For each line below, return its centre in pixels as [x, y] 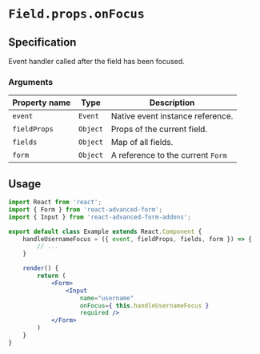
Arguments [31, 82]
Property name [42, 103]
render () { [41, 268]
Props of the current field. [159, 129]
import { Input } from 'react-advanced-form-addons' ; [100, 217]
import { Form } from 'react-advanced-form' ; [85, 209]
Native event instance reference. [172, 116]
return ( [52, 276]
